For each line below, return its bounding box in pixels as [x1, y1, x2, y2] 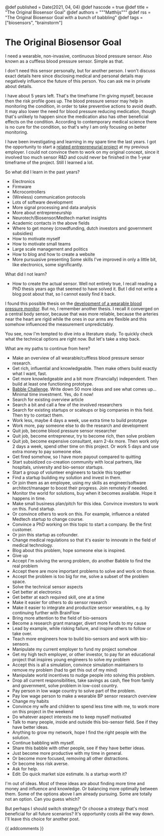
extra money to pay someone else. [12, 448, 82, 454]
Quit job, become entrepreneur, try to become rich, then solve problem [12, 433, 155, 439]
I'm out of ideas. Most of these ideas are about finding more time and [5, 780, 145, 786]
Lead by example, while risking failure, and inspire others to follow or [12, 625, 151, 631]
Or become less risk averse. [12, 761, 69, 766]
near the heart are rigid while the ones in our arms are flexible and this [5, 316, 147, 322]
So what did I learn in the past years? [5, 169, 80, 175]
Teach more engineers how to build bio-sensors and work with [12, 636, 139, 642]
